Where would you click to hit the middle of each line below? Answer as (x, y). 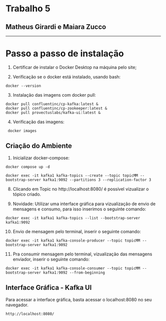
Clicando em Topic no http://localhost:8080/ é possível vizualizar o (81, 189)
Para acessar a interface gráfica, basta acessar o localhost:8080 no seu (79, 299)
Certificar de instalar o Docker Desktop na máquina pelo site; (75, 67)
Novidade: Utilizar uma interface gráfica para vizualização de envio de (84, 204)
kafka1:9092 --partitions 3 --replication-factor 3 (97, 180)
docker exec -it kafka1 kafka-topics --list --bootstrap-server (73, 218)
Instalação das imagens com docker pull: (54, 95)
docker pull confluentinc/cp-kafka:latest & (52, 104)
